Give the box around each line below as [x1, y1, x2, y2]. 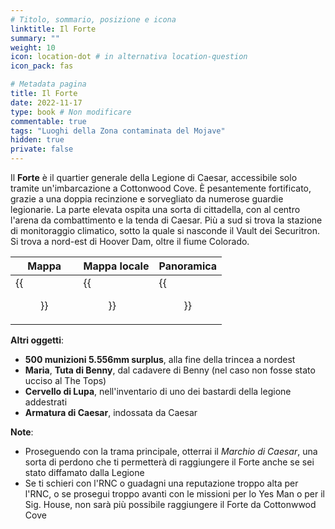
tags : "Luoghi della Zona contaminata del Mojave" [10, 126, 226, 136]
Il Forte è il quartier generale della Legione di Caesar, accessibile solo [10, 172, 298, 183]
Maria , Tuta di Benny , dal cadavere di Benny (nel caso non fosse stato [24, 364, 316, 376]
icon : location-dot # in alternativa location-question [10, 52, 248, 62]
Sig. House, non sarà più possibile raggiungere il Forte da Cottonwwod [24, 499, 317, 510]
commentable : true [10, 116, 87, 126]
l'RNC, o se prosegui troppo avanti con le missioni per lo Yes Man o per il [24, 488, 325, 500]
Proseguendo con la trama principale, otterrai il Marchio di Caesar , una [24, 446, 318, 457]
